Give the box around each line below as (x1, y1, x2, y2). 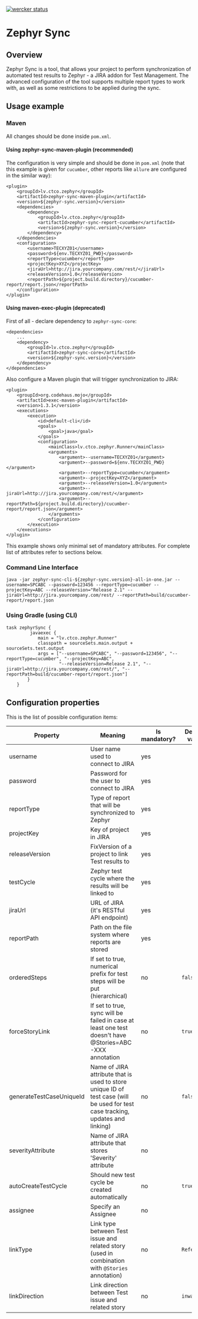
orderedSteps (9, 973, 47, 981)
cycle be (90, 1178, 114, 1186)
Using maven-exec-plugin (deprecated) (6, 305, 106, 312)
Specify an (90, 1202, 120, 1211)
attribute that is (90, 1070, 133, 1078)
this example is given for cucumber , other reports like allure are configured (6, 166, 187, 173)
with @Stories (90, 1263, 128, 1272)
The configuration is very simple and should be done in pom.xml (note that (6, 159, 185, 166)
